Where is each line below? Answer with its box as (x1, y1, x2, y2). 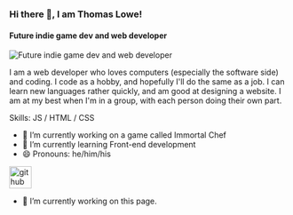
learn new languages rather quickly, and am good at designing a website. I (9, 86, 281, 97)
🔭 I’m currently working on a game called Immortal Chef (21, 130, 226, 140)
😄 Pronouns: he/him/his (21, 148, 111, 159)
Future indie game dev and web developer (9, 30, 167, 41)
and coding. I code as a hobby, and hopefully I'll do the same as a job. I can (9, 76, 285, 87)
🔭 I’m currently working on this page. (21, 195, 157, 207)
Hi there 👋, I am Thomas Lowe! (9, 8, 143, 20)
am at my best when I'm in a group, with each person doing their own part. (9, 95, 282, 106)
